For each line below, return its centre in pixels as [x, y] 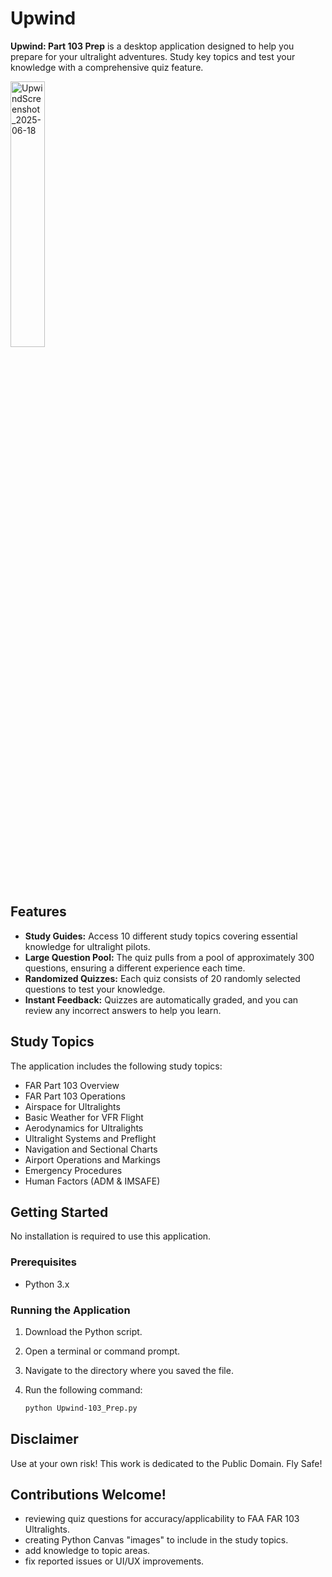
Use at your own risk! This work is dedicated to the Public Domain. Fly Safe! [166, 1463]
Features [38, 912]
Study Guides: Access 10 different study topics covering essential [161, 936]
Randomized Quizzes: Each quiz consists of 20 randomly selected [162, 978]
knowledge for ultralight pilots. [87, 946]
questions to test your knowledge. [95, 989]
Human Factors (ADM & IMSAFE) [92, 1181]
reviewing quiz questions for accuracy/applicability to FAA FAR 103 [162, 1519]
